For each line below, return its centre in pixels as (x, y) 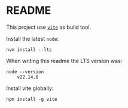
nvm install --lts (29, 49)
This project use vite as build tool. (49, 27)
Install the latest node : (33, 38)
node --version (25, 72)
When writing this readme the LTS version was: (64, 61)
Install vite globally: (30, 88)
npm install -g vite (32, 99)
